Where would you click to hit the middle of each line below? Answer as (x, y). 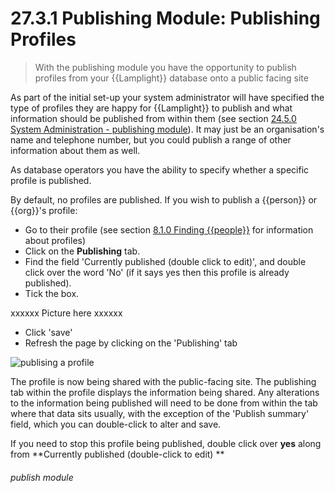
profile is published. (51, 180)
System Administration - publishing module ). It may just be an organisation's (167, 129)
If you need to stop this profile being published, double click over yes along (166, 443)
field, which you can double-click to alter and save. (116, 424)
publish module (42, 477)
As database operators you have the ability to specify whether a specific (160, 169)
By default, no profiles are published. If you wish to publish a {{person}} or (164, 199)
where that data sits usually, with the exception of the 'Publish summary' (160, 413)
